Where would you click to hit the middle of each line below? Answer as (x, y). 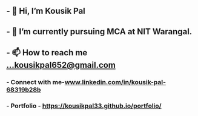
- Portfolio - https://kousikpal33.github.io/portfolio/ (84, 106)
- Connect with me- (36, 82)
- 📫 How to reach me (47, 53)
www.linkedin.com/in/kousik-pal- (115, 82)
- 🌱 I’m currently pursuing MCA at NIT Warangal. (99, 32)
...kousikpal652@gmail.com (61, 65)
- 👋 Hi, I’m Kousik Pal (46, 11)
